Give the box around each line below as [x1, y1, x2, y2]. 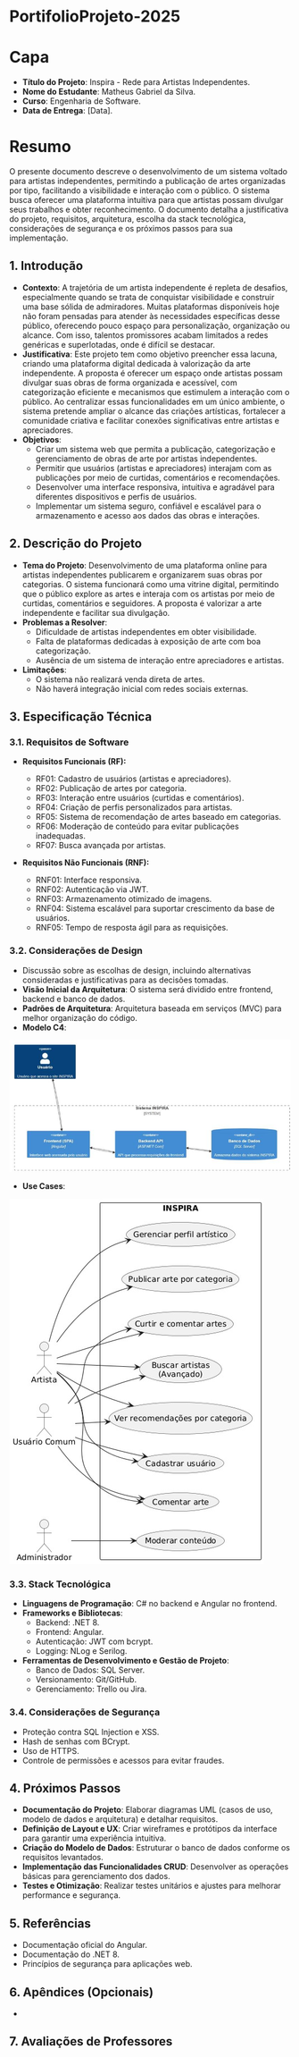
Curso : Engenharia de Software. [21, 96, 141, 106]
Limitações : [21, 664, 67, 675]
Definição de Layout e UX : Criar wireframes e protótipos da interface [21, 1824, 278, 1834]
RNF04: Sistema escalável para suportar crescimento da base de [35, 903, 275, 914]
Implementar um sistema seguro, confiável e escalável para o [35, 501, 262, 511]
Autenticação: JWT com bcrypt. [35, 1636, 154, 1647]
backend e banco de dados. [21, 993, 126, 1004]
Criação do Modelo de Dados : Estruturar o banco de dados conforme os [21, 1842, 290, 1853]
